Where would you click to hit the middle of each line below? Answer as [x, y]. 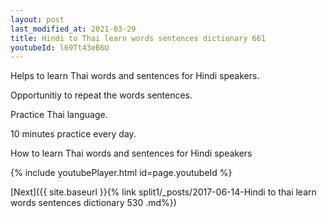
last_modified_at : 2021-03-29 [73, 29]
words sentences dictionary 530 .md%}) [93, 203]
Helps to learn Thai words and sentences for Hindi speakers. [135, 76]
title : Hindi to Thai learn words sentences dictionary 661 [138, 38]
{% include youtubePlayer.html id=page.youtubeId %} [121, 173]
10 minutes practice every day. [73, 134]
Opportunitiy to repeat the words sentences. [101, 95]
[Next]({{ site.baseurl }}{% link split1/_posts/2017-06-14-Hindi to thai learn [163, 192]
